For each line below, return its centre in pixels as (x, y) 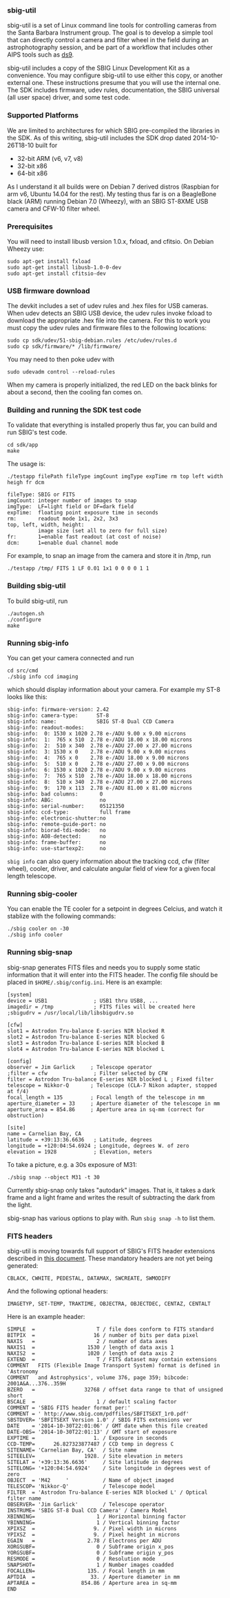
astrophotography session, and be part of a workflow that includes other (110, 48)
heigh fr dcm (26, 483)
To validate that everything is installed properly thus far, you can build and (112, 425)
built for (46, 145)
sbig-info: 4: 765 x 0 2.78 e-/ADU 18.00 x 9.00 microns (98, 758)
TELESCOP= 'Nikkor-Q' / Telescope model (81, 1486)
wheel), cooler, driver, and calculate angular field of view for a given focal (111, 869)
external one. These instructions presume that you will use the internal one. (114, 83)
